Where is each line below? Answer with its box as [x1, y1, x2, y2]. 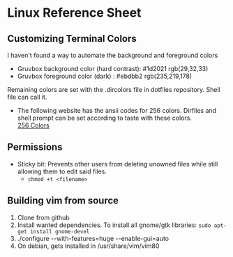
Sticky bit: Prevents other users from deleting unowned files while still [17, 159, 218, 168]
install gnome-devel [30, 228, 90, 235]
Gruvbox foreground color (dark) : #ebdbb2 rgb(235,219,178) [17, 72, 193, 80]
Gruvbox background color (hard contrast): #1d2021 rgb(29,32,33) [17, 65, 209, 72]
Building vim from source [7, 195, 119, 207]
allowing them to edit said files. [17, 167, 107, 176]
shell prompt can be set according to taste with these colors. [17, 114, 192, 122]
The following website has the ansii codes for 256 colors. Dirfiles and [17, 107, 217, 114]
